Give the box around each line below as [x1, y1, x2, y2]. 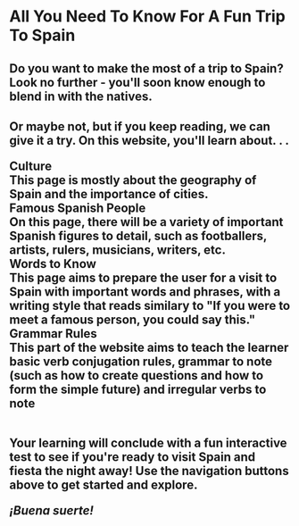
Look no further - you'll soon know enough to [9, 74, 266, 90]
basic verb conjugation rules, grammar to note [9, 354, 273, 369]
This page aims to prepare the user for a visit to [9, 270, 278, 285]
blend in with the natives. [9, 88, 154, 104]
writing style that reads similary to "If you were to [9, 297, 291, 313]
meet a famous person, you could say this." [9, 312, 256, 327]
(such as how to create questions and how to [9, 368, 264, 383]
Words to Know [9, 256, 96, 271]
